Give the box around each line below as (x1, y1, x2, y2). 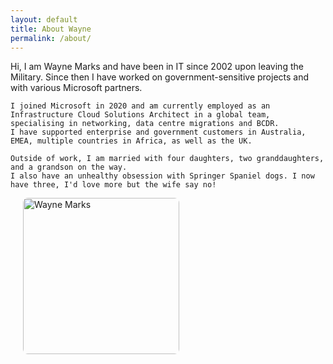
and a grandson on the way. (10, 162, 128, 173)
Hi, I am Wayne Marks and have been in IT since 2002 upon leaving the (10, 61, 304, 73)
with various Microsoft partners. (10, 82, 143, 94)
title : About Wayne (10, 24, 92, 34)
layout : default (10, 14, 78, 25)
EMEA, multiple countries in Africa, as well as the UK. (10, 136, 253, 146)
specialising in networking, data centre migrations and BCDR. (10, 119, 280, 129)
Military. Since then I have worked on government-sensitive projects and (10, 71, 310, 83)
